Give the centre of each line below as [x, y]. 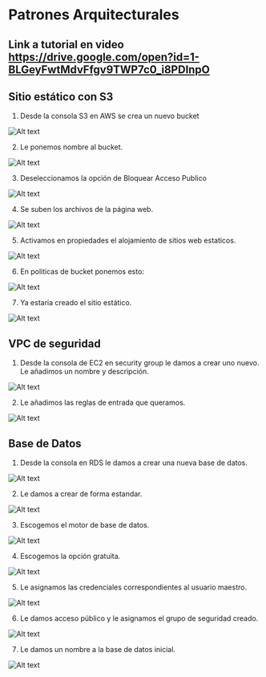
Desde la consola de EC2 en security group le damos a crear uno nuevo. [139, 363]
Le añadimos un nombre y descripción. [85, 372]
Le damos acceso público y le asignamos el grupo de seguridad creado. [139, 618]
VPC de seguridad [55, 343]
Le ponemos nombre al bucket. [71, 147]
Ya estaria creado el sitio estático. [76, 303]
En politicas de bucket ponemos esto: [82, 271]
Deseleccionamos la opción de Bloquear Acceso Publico [113, 178]
